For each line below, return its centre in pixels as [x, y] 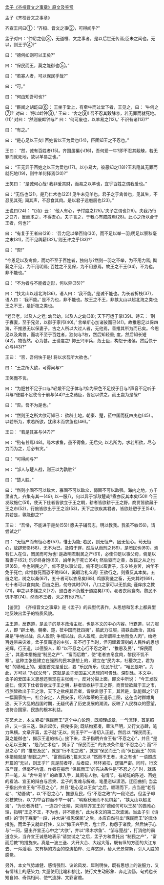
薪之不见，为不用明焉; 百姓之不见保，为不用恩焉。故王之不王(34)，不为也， [81, 266]
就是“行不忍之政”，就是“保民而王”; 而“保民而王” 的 [102, 751]
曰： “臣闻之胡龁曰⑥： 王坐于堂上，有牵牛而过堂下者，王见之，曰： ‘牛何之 [82, 107]
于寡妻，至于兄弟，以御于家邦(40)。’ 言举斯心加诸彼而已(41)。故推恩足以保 [80, 322]
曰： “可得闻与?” [21, 459]
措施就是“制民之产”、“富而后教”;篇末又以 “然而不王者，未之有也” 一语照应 [83, 757]
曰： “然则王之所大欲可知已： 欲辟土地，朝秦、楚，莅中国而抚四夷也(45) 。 [81, 415]
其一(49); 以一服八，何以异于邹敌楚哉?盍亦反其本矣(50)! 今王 [96, 496]
